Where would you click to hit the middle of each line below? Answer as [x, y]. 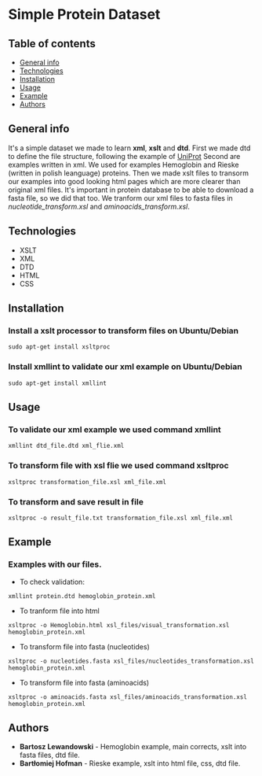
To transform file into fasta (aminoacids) [84, 682]
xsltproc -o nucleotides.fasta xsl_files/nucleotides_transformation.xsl [131, 661]
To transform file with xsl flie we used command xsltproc [118, 466]
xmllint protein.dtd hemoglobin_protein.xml [82, 596]
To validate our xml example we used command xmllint [115, 429]
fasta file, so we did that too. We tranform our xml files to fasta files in [120, 198]
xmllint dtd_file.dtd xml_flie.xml [66, 446]
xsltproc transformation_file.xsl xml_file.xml [87, 482]
